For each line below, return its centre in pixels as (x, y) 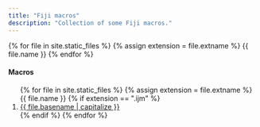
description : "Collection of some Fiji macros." (90, 23)
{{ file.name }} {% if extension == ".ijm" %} (90, 98)
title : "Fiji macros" (44, 15)
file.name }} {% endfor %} (51, 54)
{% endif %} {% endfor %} (64, 115)
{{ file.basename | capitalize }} (70, 106)
